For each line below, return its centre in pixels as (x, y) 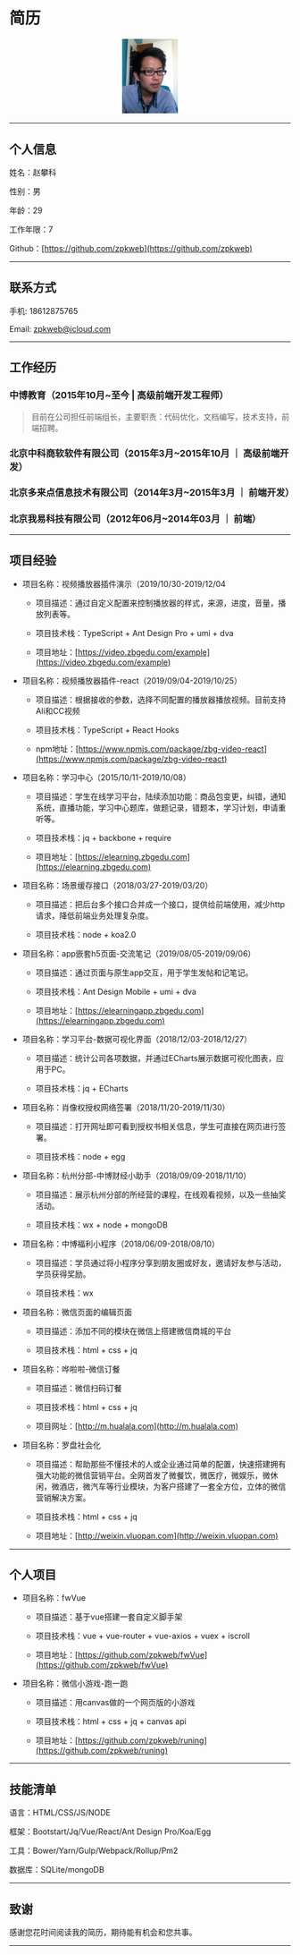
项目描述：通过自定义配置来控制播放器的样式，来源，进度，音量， (157, 603)
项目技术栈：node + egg (80, 1156)
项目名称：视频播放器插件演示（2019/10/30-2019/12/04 (124, 583)
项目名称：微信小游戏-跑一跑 (75, 1684)
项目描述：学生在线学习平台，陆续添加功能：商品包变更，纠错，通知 (161, 796)
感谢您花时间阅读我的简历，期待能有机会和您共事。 (103, 1932)
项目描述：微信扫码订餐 (79, 1388)
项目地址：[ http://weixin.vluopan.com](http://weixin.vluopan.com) (157, 1535)
